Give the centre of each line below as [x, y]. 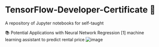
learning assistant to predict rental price [45, 39]
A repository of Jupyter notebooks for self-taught [55, 23]
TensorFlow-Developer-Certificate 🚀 [80, 10]
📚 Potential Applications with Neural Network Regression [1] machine [75, 33]
